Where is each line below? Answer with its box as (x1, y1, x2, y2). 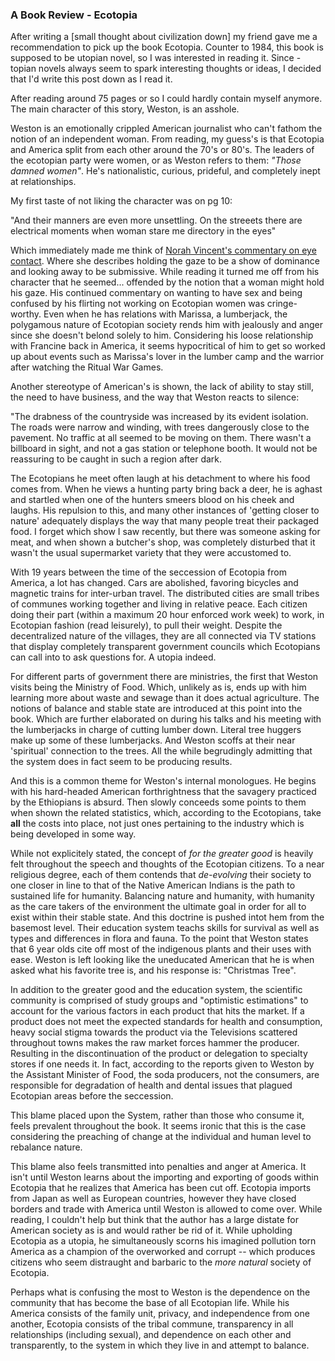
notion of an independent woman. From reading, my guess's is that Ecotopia (10, 133, 325, 145)
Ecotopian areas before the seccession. (10, 1090, 174, 1102)
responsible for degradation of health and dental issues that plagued (10, 1079, 293, 1092)
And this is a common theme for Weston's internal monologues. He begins (10, 775, 317, 787)
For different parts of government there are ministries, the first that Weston (10, 671, 319, 683)
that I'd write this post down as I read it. (10, 73, 173, 85)
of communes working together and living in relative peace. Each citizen (10, 598, 308, 610)
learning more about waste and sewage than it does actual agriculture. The (10, 692, 320, 704)
